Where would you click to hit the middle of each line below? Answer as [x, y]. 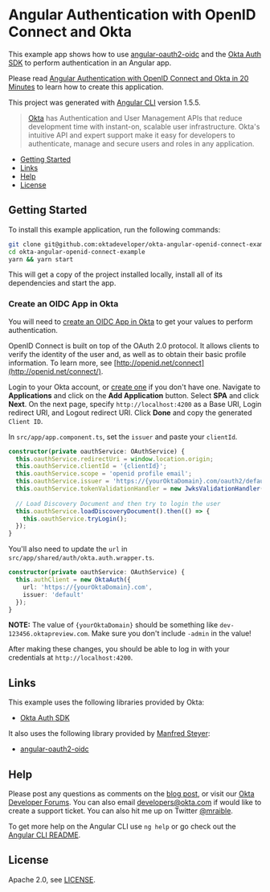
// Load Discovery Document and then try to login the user [118, 504]
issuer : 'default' [53, 594]
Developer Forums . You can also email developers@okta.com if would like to [135, 803]
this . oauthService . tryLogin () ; [75, 519]
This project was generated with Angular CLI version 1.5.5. [104, 102]
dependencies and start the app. [62, 283]
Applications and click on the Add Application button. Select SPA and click [134, 395]
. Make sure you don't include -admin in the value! [169, 634]
